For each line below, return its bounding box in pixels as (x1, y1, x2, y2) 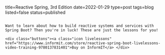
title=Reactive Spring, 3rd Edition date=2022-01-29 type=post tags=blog (5, 4, 154, 10)
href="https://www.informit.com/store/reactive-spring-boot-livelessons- (5, 41, 161, 46)
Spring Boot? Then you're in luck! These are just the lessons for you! (5, 28, 159, 33)
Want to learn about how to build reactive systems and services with (5, 23, 154, 28)
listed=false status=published (5, 9, 66, 15)
